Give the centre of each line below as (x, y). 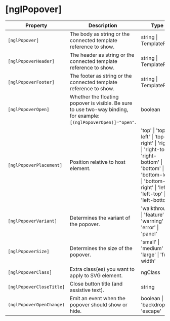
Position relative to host (98, 162)
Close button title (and (96, 283)
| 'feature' (153, 215)
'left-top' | (153, 194)
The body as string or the (100, 34)
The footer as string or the (101, 76)
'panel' (149, 233)
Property (36, 25)
